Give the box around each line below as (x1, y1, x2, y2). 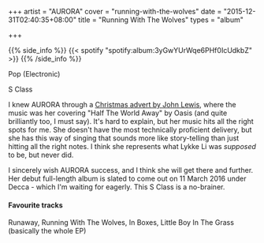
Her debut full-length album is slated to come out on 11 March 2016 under (8, 174, 247, 183)
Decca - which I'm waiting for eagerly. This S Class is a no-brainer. (8, 182, 225, 192)
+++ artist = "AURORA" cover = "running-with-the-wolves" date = (8, 7, 222, 16)
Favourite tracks (8, 200, 63, 210)
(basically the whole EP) (8, 226, 87, 236)
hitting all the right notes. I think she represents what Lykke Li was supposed (8, 142, 256, 151)
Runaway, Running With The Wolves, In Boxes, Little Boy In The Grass (8, 218, 235, 227)
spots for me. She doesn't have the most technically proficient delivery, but (8, 125, 252, 134)
